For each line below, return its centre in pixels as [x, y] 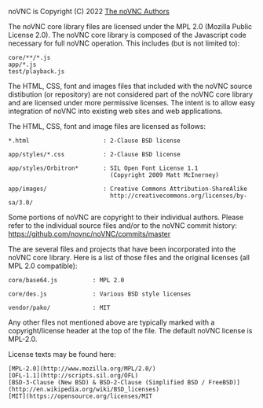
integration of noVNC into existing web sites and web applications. [115, 111]
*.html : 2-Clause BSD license [94, 141]
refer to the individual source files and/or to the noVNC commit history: [123, 226]
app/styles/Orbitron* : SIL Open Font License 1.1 [103, 168]
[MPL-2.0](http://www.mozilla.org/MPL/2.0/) [82, 369]
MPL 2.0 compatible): [43, 266]
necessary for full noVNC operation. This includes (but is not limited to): [124, 43]
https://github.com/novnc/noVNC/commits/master [89, 234]
